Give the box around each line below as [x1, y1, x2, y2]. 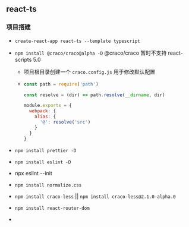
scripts [14, 56, 32, 63]
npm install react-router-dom [14, 205, 90, 211]
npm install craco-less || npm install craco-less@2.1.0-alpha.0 [14, 193, 177, 200]
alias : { [34, 113, 56, 120]
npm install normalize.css [14, 182, 82, 188]
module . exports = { [23, 103, 73, 109]
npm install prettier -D [14, 147, 77, 153]
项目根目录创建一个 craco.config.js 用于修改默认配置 [23, 68, 156, 75]
